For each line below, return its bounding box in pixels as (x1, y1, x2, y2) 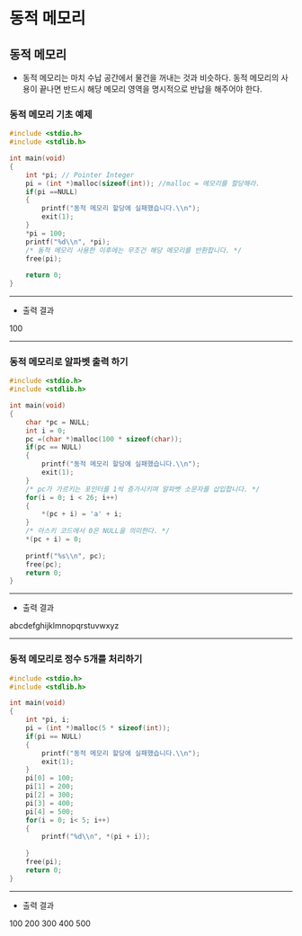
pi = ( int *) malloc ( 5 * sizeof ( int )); (25, 724, 171, 733)
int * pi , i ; (25, 716, 70, 725)
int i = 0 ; (25, 426, 67, 435)
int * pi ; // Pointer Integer (25, 170, 135, 180)
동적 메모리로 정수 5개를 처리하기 (9, 653, 143, 665)
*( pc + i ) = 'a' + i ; (41, 510, 123, 519)
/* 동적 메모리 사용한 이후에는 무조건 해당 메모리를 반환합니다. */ (25, 245, 243, 254)
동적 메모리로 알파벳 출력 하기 (9, 355, 129, 368)
